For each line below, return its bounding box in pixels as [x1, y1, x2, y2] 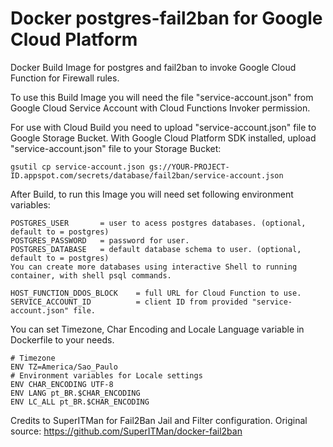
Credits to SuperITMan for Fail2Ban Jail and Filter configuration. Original [10, 414, 308, 426]
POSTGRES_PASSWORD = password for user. [10, 235, 190, 246]
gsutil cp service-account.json [10, 162, 145, 172]
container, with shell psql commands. [10, 270, 172, 281]
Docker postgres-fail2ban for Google [10, 7, 323, 30]
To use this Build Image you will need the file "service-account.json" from [10, 91, 314, 103]
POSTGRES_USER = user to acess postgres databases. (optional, [10, 218, 307, 228]
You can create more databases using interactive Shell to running [10, 262, 298, 272]
